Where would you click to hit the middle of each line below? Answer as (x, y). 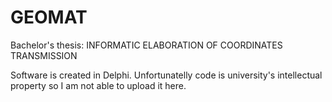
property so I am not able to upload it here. (98, 85)
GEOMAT (49, 17)
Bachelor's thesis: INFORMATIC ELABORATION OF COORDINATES (146, 45)
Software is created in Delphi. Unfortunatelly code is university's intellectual (166, 75)
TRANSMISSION (44, 55)
